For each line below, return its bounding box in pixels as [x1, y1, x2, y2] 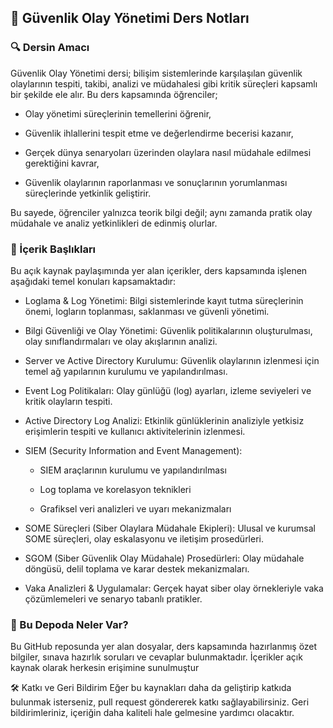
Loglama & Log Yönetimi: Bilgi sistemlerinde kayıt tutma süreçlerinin [24, 294, 304, 306]
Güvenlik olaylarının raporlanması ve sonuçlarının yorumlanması [24, 176, 288, 188]
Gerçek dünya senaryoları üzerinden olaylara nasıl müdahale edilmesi [24, 146, 312, 158]
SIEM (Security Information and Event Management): [24, 444, 243, 456]
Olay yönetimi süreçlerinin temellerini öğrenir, [24, 107, 212, 120]
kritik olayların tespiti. [24, 395, 113, 407]
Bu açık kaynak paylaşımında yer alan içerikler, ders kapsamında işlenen [10, 264, 308, 276]
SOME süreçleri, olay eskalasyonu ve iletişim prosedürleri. [24, 532, 265, 545]
